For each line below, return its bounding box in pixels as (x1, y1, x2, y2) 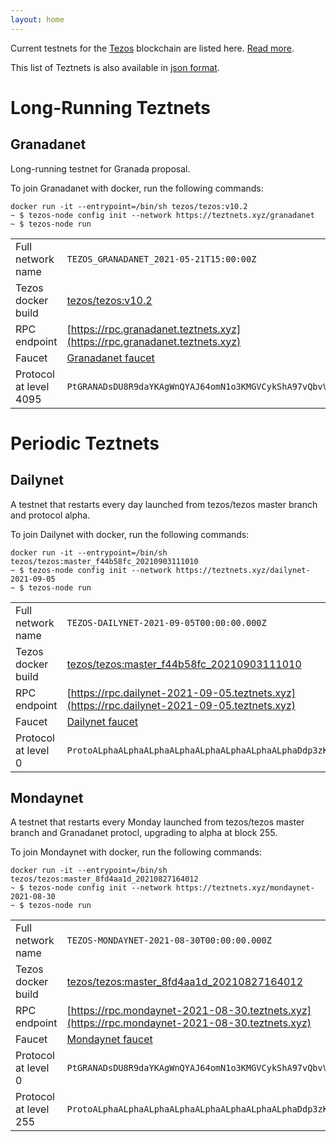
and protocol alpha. (10, 509, 91, 521)
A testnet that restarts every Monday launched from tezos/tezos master (10, 816, 305, 828)
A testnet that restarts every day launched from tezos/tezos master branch (10, 498, 318, 510)
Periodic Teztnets (10, 432, 160, 455)
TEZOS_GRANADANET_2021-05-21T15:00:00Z (66, 253, 257, 265)
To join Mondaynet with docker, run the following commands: (10, 846, 263, 858)
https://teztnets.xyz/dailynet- (175, 565, 311, 575)
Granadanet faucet (66, 351, 155, 365)
